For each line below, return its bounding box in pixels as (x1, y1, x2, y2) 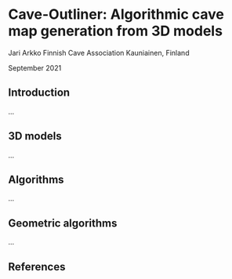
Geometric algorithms (8, 216, 118, 230)
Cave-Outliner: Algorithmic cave (8, 5, 225, 24)
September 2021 (8, 63, 62, 72)
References (8, 260, 66, 274)
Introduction (8, 86, 71, 100)
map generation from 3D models (8, 22, 223, 40)
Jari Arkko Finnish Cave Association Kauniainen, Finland (8, 48, 190, 57)
